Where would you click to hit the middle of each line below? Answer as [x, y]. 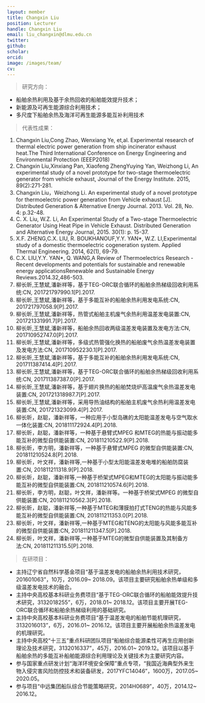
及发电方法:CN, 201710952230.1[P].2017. [67, 350]
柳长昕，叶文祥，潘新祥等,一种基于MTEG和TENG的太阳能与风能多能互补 [106, 523]
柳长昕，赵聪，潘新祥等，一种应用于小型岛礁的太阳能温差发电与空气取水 [106, 417]
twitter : [18, 40]
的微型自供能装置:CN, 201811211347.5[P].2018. [74, 531]
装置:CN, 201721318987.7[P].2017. [58, 395]
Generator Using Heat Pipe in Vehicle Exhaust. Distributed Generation [103, 226]
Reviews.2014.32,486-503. [50, 278]
